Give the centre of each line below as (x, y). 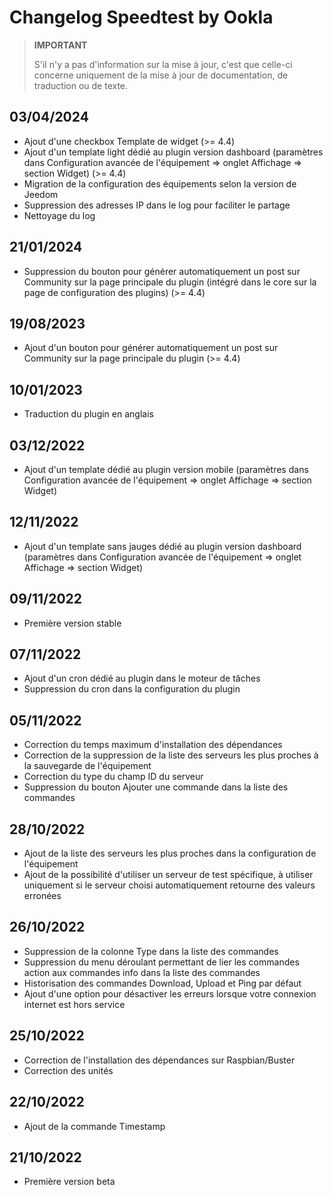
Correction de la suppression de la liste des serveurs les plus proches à (171, 755)
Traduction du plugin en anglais (88, 414)
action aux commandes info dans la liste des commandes (142, 972)
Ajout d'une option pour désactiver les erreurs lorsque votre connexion (170, 993)
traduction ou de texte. (81, 85)
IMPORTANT (60, 45)
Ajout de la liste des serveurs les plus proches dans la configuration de (170, 853)
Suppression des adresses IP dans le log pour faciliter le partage (157, 205)
